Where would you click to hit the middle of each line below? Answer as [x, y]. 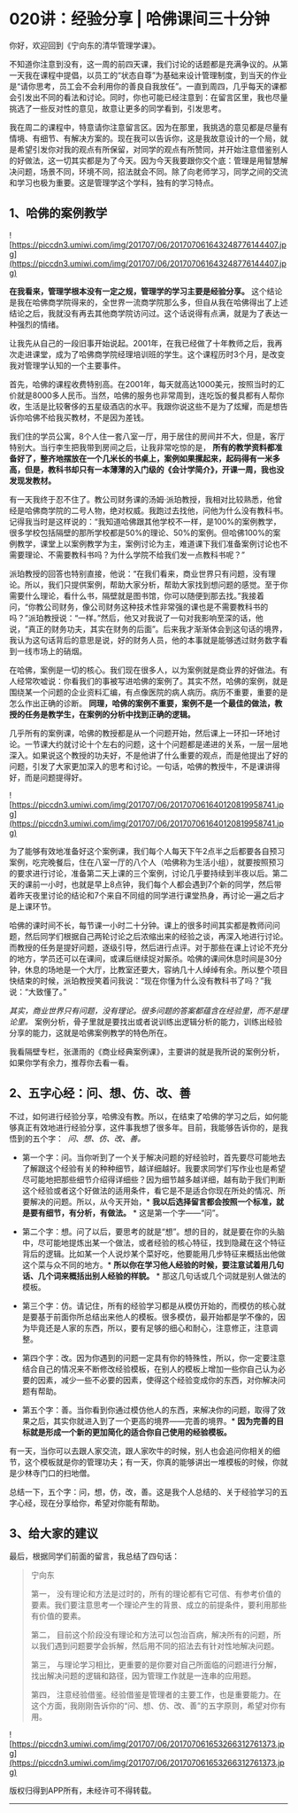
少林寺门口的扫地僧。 [55, 1473]
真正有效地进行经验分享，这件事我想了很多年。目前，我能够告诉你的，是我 [152, 1127]
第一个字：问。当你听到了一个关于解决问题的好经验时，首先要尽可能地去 [153, 1157]
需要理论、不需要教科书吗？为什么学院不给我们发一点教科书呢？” [127, 555]
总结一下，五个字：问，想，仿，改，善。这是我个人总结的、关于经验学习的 [145, 1491]
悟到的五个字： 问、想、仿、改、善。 [77, 1138]
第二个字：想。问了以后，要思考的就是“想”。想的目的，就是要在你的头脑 [153, 1231]
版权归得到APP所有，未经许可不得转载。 [83, 1791]
